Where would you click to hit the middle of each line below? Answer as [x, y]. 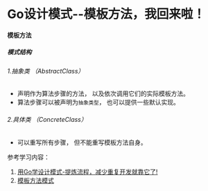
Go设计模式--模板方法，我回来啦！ [106, 14]
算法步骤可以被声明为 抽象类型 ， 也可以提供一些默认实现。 [98, 102]
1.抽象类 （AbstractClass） [46, 71]
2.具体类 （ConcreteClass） [47, 119]
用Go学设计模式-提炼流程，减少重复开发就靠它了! [87, 172]
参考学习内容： [28, 157]
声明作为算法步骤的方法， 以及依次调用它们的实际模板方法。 [103, 93]
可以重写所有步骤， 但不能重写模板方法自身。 [82, 142]
